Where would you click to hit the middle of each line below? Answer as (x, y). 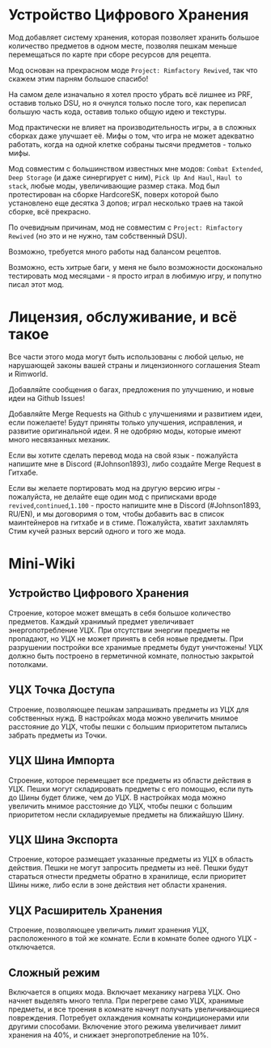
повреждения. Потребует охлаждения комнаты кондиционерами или (129, 1017)
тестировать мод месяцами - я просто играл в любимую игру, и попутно (135, 276)
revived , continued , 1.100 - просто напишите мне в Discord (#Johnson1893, (135, 505)
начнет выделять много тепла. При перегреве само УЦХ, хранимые (126, 1000)
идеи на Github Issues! (47, 398)
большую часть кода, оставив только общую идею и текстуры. (117, 112)
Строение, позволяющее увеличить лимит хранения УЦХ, (109, 930)
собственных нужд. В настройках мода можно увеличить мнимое (123, 718)
